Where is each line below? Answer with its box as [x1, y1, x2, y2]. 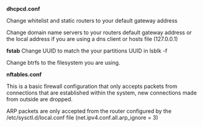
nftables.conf [6, 71, 42, 78]
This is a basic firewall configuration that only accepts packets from [6, 82, 178, 90]
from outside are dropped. [6, 96, 73, 103]
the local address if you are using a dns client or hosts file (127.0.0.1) [6, 35, 178, 42]
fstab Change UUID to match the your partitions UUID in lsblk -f [6, 47, 167, 54]
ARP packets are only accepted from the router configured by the [6, 107, 172, 115]
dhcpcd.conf [6, 5, 40, 12]
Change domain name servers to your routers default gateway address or [6, 29, 192, 36]
